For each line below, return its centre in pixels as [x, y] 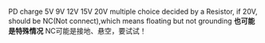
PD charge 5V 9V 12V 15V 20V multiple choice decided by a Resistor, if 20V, [133, 12]
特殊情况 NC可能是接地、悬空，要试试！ [81, 31]
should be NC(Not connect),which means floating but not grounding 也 [125, 21]
